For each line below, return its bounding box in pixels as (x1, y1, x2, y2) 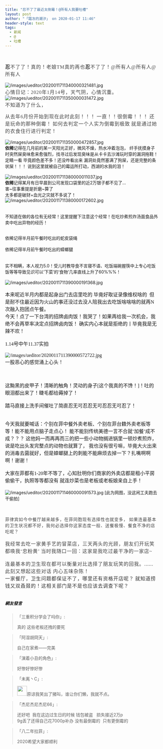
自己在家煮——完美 (16, 645, 56, 651)
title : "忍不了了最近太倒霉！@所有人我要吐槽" (5, 7, 88, 12)
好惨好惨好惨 (16, 665, 43, 671)
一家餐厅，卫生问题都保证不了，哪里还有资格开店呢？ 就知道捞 (5, 576, 156, 581)
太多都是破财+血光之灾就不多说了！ (5, 192, 76, 198)
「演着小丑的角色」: (16, 655, 57, 661)
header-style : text (5, 20, 45, 26)
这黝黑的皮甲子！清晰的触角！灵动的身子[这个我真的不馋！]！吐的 (5, 383, 154, 389)
